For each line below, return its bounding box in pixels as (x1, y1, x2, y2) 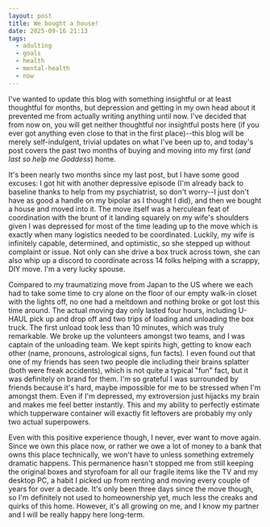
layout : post (8, 11, 52, 20)
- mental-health (15, 65, 70, 73)
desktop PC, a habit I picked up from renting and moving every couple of (8, 475, 250, 485)
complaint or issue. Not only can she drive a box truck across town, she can (8, 247, 260, 257)
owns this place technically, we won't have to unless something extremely (8, 450, 254, 459)
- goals (15, 49, 42, 57)
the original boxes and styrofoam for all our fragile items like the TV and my (8, 466, 259, 476)
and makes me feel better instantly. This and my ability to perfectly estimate (8, 399, 260, 409)
